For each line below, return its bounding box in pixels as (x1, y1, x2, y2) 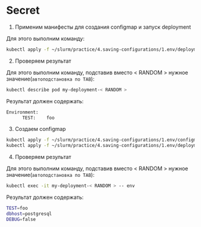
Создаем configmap (14, 125, 66, 133)
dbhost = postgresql (6, 210, 52, 217)
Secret (6, 4, 40, 17)
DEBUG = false (6, 216, 36, 222)
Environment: (6, 109, 39, 115)
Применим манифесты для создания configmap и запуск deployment (14, 23, 191, 30)
